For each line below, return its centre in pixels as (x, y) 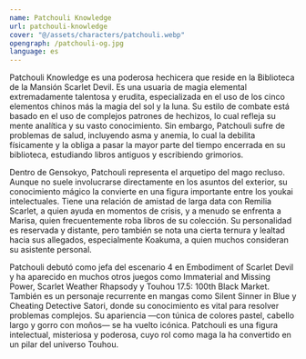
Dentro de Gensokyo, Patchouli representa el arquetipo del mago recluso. (147, 173)
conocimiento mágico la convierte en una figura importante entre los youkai (151, 192)
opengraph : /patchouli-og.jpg (67, 43)
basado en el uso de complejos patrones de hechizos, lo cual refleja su (143, 116)
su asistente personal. (51, 250)
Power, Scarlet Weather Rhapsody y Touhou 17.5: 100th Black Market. (140, 286)
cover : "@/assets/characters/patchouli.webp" (97, 35)
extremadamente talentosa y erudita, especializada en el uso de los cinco (147, 97)
